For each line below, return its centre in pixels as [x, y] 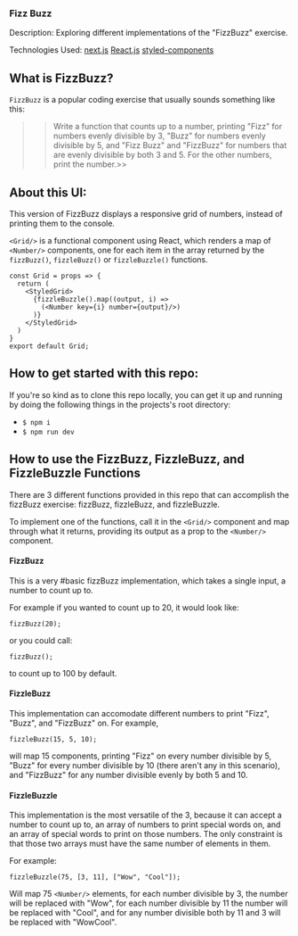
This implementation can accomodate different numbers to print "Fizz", [139, 713]
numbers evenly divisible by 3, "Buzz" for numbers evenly [160, 136]
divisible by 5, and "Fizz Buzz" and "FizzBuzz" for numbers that [170, 145]
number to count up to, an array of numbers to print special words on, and [145, 824]
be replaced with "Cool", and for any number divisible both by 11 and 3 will [145, 913]
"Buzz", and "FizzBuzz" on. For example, [84, 723]
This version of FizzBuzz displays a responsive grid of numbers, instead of [146, 213]
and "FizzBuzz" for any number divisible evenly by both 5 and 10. [129, 774]
